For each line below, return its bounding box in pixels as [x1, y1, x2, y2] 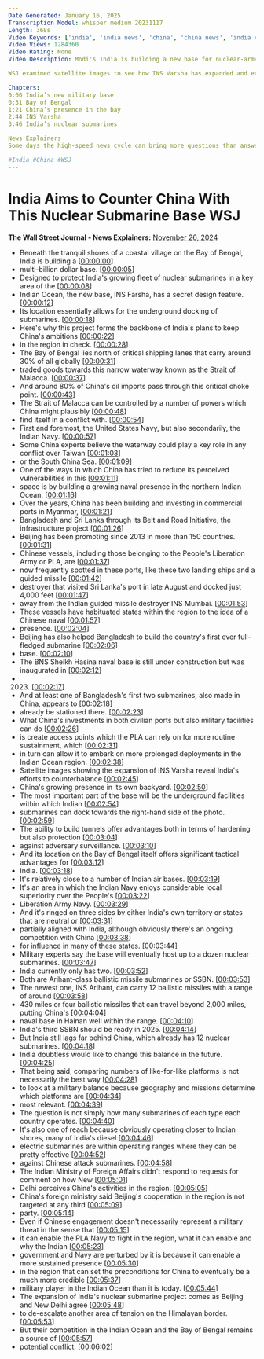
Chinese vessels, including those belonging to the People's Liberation [19, 548, 245, 558]
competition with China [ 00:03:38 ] [19, 932, 132, 942]
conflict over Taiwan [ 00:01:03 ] [19, 448, 121, 457]
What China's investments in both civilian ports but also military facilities [19, 715, 254, 725]
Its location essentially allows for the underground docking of [19, 306, 218, 315]
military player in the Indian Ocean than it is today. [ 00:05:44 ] [19, 1283, 218, 1293]
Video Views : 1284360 [8, 41, 79, 49]
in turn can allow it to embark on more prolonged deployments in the [19, 748, 242, 758]
